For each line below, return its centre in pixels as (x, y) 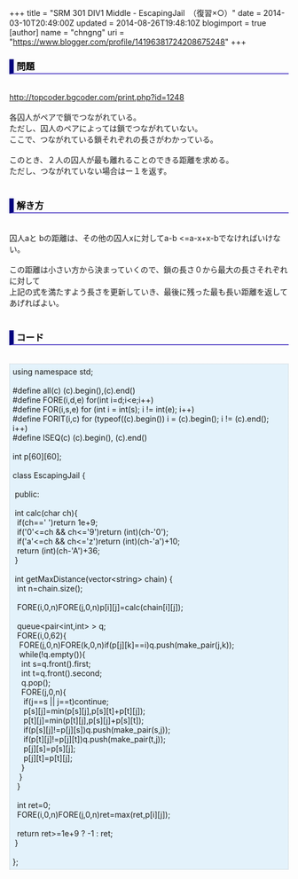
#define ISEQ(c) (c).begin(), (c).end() (80, 437)
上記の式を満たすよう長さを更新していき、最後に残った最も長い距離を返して (149, 292)
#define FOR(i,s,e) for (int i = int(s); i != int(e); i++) (104, 409)
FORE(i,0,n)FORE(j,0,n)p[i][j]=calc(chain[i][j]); (100, 607)
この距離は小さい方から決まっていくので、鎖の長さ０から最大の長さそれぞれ (149, 270)
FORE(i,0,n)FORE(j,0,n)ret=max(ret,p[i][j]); (94, 814)
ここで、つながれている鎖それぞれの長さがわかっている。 (114, 139)
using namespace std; (53, 372)
